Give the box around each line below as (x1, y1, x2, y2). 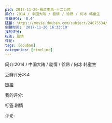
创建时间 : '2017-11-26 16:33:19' (5, 25, 70, 30)
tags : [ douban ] (5, 43, 36, 48)
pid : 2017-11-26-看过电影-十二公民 (5, 7, 71, 12)
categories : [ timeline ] (5, 47, 53, 52)
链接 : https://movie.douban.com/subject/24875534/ (5, 20, 108, 26)
